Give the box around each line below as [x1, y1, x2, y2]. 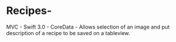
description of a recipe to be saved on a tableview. [6, 29, 130, 36]
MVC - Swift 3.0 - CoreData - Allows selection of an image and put [6, 23, 170, 30]
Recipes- [6, 4, 52, 17]
